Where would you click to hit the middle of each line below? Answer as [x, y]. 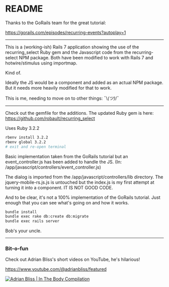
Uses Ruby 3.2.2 [22, 128]
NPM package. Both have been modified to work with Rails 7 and [86, 57]
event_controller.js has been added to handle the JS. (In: [64, 162]
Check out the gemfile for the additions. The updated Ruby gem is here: [79, 113]
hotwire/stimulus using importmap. [41, 63]
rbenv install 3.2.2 [27, 137]
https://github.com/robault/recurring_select [50, 118]
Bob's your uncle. [23, 231]
